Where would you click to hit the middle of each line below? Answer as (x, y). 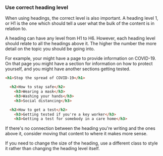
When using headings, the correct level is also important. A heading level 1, (82, 18)
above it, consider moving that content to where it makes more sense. (76, 134)
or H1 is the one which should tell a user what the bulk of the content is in (80, 23)
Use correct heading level (37, 7)
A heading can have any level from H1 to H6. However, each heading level (80, 38)
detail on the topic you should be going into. (50, 49)
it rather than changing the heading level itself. (53, 149)
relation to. (16, 29)
